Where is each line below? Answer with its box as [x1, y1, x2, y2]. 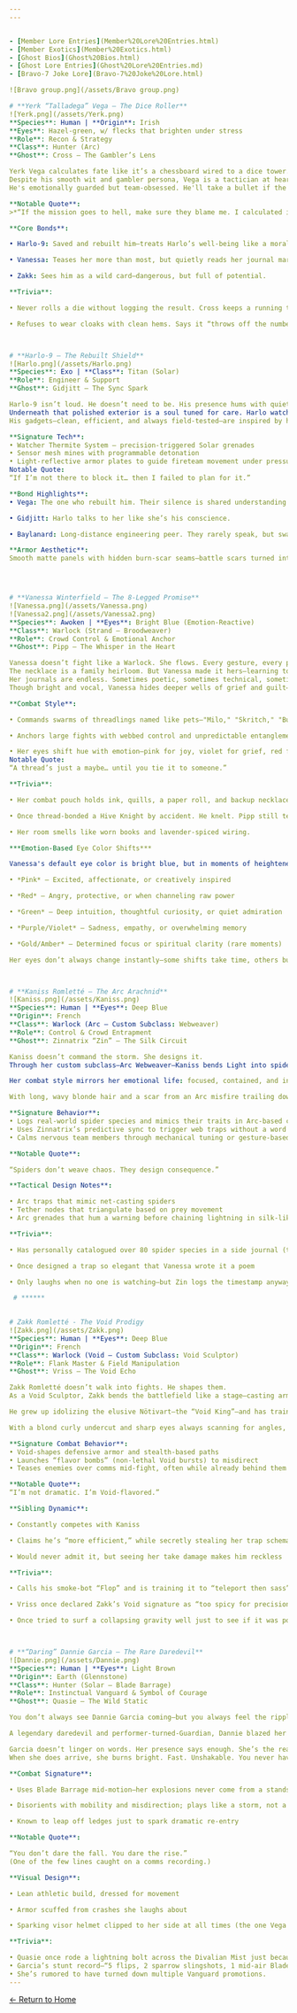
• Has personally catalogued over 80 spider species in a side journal [9, 1245, 278, 1254]
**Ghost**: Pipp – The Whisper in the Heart [9, 643, 176, 652]
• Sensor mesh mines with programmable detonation [9, 449, 200, 458]
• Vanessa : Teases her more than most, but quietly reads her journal [9, 256, 275, 265]
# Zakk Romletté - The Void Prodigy [9, 1318, 144, 1327]
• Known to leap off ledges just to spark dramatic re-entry [9, 1817, 240, 1826]
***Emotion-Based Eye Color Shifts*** [9, 843, 152, 853]
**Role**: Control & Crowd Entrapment [9, 1028, 152, 1037]
